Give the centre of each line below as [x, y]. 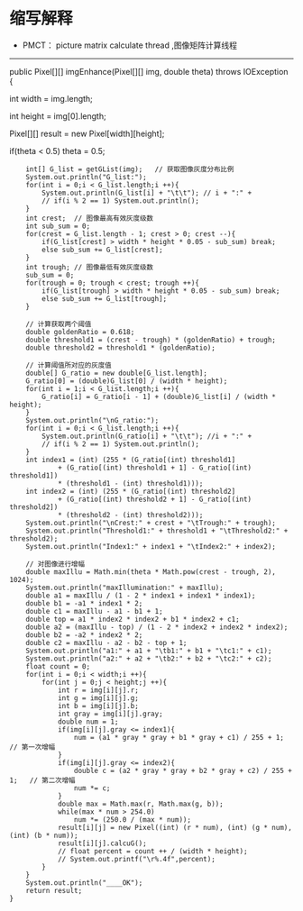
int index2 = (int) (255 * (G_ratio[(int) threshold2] [131, 491]
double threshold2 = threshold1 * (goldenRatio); [121, 348]
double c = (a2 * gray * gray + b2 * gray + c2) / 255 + [183, 770]
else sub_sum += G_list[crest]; [103, 250]
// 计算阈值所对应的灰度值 [69, 365]
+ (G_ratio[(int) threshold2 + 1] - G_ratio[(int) [155, 499]
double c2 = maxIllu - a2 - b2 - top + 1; [106, 642]
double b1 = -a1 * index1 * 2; [84, 603]
